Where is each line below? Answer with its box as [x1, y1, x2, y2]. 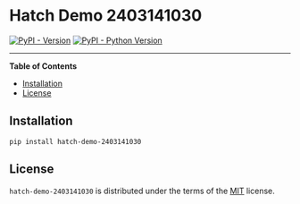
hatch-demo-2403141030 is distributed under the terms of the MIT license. [9, 185, 275, 196]
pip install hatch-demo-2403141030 [9, 137, 142, 146]
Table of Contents [9, 60, 78, 72]
